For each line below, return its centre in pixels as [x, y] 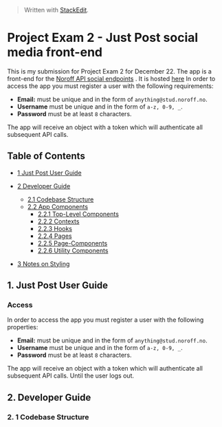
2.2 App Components [57, 206]
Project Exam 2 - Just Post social [103, 38]
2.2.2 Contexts [58, 221]
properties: [23, 327]
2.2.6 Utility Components [73, 250]
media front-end [55, 53]
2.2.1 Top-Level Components [78, 214]
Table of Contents [46, 156]
